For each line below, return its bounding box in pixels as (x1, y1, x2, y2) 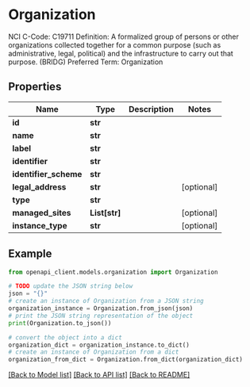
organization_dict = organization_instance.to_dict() (8, 341, 190, 349)
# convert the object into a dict (8, 333, 123, 342)
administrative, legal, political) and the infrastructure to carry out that (8, 48, 234, 58)
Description (128, 103, 175, 114)
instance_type (12, 220, 67, 231)
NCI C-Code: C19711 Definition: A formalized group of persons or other (8, 32, 240, 41)
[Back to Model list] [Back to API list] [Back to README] (8, 370, 190, 380)
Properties (8, 80, 62, 94)
